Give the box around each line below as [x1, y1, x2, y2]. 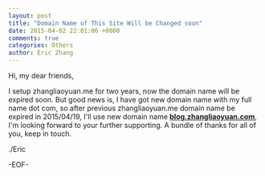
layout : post [8, 11, 52, 20]
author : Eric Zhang [8, 49, 74, 57]
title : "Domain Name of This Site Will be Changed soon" [8, 19, 203, 27]
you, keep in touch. [8, 129, 72, 138]
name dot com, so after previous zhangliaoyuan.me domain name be [8, 103, 235, 113]
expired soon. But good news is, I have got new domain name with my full [8, 95, 252, 104]
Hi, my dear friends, [8, 71, 74, 80]
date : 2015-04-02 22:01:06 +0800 [8, 26, 120, 34]
